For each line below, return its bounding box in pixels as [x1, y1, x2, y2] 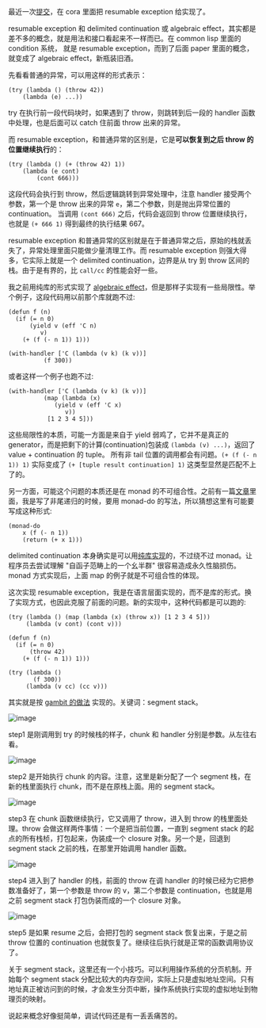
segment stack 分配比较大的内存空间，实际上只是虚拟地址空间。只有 [30, 974, 255, 984]
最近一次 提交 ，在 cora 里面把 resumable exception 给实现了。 [8, 7, 210, 16]
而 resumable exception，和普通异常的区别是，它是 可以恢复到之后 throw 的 [8, 135, 254, 144]
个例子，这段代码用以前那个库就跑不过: [8, 292, 136, 301]
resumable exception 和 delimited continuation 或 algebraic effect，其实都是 [8, 24, 256, 33]
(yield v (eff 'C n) [28, 322, 97, 330]
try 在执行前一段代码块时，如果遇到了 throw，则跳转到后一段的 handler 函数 [8, 108, 256, 117]
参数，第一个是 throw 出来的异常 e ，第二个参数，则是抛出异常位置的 [8, 199, 231, 208]
